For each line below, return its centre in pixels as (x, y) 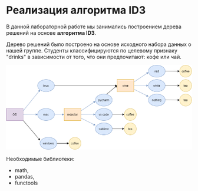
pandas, (24, 177)
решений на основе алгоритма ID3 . (51, 32)
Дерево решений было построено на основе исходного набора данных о (99, 44)
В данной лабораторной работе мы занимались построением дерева (94, 27)
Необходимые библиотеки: (40, 159)
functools (26, 183)
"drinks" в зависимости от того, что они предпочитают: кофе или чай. (94, 57)
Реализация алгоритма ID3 (76, 10)
